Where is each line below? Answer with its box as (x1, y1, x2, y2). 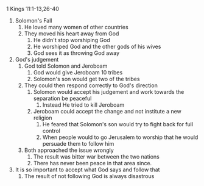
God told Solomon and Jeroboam (24, 62, 108, 70)
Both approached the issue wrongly (24, 146, 114, 154)
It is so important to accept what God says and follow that (15, 166, 160, 173)
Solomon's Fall (15, 17, 52, 24)
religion (33, 114, 53, 121)
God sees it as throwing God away (33, 49, 120, 57)
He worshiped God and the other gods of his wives (33, 43, 161, 50)
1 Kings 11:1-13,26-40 (6, 5, 59, 12)
